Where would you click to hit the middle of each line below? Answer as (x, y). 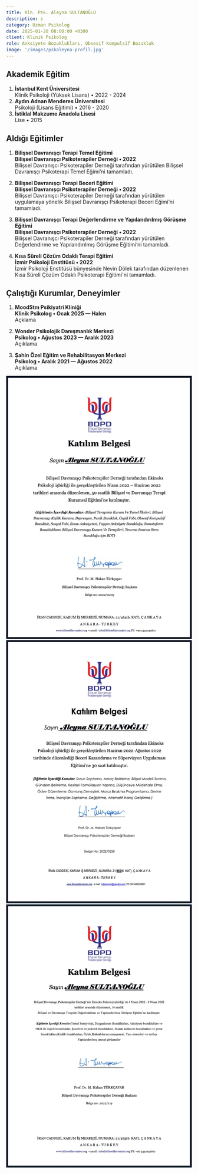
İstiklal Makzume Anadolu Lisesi (55, 114)
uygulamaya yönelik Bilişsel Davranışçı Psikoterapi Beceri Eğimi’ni (94, 202)
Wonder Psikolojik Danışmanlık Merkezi (64, 331)
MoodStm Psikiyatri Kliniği (48, 307)
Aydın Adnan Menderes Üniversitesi (60, 101)
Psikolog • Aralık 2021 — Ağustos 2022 (64, 361)
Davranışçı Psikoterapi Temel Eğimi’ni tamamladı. (74, 172)
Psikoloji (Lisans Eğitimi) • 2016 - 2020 (62, 107)
